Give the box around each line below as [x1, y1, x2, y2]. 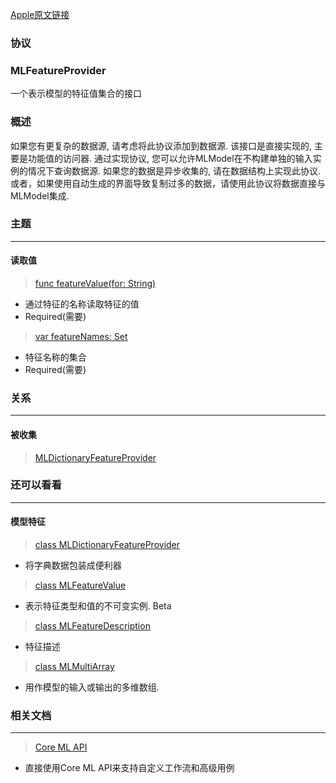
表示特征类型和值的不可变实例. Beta [24, 600, 172, 612]
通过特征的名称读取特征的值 [24, 298, 140, 310]
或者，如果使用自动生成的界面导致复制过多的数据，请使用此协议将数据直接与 [10, 177, 326, 189]
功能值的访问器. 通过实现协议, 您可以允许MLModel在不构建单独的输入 [27, 152, 313, 164]
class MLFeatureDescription [34, 620, 151, 632]
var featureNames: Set [34, 331, 128, 343]
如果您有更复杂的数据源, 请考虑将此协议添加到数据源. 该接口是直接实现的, [10, 139, 312, 152]
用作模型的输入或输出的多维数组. [24, 681, 160, 693]
